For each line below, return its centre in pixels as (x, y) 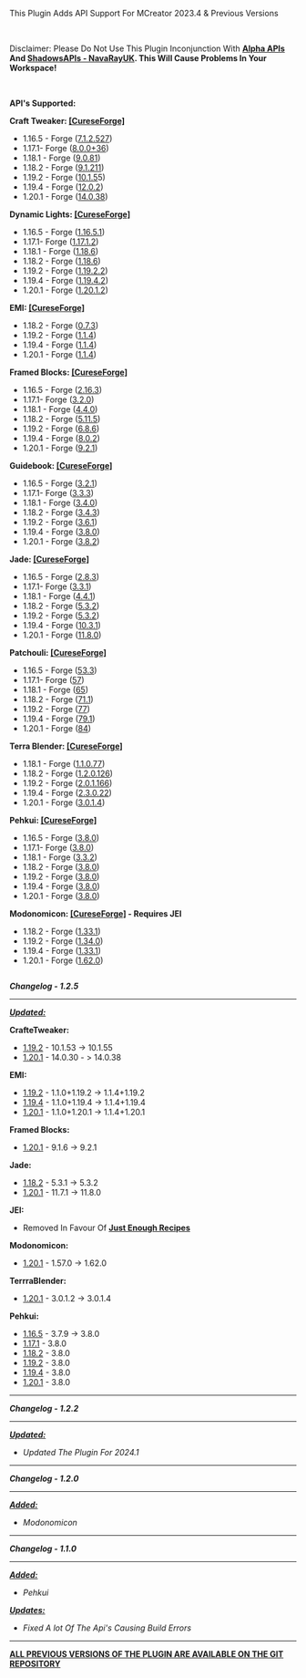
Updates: (27, 1610)
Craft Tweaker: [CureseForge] (67, 121)
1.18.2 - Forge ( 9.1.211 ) (63, 167)
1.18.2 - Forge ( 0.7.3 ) (61, 326)
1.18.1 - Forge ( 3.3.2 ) (60, 857)
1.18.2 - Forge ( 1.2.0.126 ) (68, 773)
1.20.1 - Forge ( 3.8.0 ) (61, 896)
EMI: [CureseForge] (47, 308)
